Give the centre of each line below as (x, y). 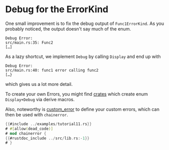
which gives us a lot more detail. (39, 84)
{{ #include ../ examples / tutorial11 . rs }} (49, 124)
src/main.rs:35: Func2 (29, 42)
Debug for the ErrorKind (57, 9)
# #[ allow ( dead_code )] (29, 129)
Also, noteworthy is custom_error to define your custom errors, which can (82, 109)
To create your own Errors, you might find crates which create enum (77, 94)
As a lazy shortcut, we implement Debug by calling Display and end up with (83, 56)
